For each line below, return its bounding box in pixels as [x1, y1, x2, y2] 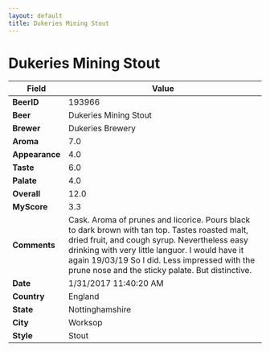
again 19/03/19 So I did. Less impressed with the [67, 255, 256, 266]
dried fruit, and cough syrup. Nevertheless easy [67, 234, 249, 246]
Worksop [67, 317, 103, 329]
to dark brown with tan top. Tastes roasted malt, [67, 225, 249, 236]
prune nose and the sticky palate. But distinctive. [67, 265, 252, 276]
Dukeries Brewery [67, 122, 137, 134]
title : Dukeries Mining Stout [8, 19, 110, 27]
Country [12, 291, 45, 302]
